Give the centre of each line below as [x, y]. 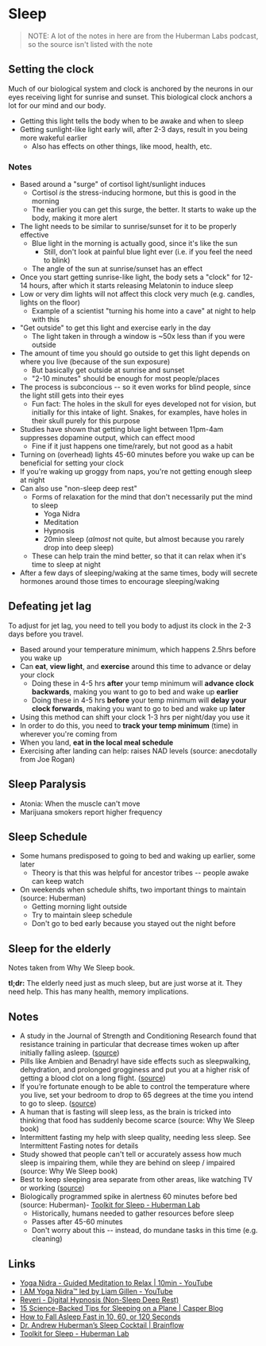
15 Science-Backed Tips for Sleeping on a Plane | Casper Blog [121, 1308]
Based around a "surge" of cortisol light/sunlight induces [113, 185]
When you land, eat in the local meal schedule [96, 742]
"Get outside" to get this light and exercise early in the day [115, 328]
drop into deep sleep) [79, 548]
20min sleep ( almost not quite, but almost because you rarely [144, 539]
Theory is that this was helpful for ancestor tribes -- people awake [140, 873]
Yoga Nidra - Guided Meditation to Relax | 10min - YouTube [116, 1282]
